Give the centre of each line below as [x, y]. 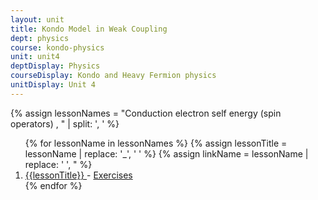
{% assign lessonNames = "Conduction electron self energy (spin [146, 113]
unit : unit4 [35, 57]
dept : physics [40, 38]
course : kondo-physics [57, 47]
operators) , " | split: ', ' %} [65, 123]
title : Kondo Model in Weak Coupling [89, 29]
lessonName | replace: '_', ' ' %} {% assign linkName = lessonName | [166, 153]
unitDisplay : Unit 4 [53, 85]
